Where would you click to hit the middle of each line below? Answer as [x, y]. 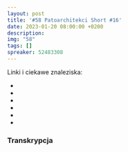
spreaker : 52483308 [35, 53]
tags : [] [20, 46]
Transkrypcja [30, 140]
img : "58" [21, 40]
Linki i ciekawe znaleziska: [45, 72]
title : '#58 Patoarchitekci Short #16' [65, 20]
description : [26, 33]
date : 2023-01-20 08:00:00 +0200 [55, 26]
